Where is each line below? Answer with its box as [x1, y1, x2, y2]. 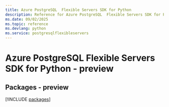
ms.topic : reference [5, 21, 49, 27]
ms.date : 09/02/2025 [5, 17, 49, 22]
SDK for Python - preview [5, 63, 114, 74]
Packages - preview [5, 83, 69, 91]
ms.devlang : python [5, 26, 46, 31]
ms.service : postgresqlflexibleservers [5, 31, 89, 36]
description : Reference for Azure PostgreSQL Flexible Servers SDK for [5, 12, 161, 17]
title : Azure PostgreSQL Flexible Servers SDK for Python [5, 7, 132, 13]
